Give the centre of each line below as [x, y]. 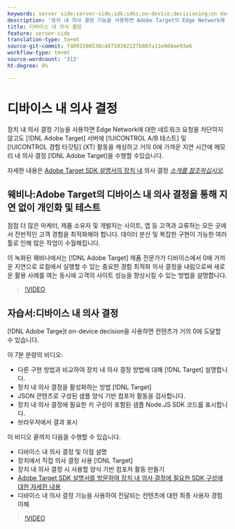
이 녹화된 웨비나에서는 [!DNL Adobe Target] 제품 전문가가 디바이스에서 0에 [110, 258]
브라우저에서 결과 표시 [48, 422]
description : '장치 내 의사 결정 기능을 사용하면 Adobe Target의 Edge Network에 [116, 20]
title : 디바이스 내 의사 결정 [45, 27]
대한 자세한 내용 [39, 487]
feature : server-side [39, 33]
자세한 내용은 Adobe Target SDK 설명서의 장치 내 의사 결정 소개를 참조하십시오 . [116, 170]
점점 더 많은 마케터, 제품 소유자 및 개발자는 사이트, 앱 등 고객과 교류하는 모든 [111, 226]
